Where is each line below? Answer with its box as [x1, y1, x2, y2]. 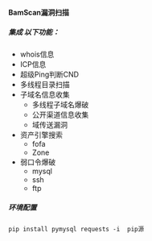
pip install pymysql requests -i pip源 [8, 225, 145, 233]
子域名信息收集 [19, 89, 70, 99]
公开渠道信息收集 [31, 110, 89, 119]
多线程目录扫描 [19, 79, 70, 89]
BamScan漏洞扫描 [8, 7, 70, 17]
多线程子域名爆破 [31, 99, 89, 109]
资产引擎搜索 [19, 130, 63, 139]
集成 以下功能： [8, 27, 60, 37]
